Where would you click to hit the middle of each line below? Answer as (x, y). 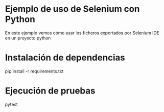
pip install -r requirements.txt (34, 71)
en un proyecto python (28, 38)
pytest (12, 104)
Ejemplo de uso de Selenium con (72, 9)
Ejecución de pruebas (50, 91)
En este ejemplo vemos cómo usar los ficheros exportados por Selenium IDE (82, 33)
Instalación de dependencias (65, 58)
